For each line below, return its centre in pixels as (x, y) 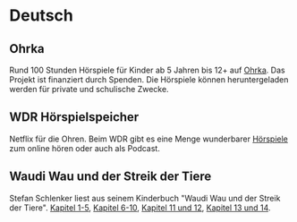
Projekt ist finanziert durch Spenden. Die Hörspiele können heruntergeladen (149, 80)
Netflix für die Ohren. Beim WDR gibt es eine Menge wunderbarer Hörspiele (149, 139)
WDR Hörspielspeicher (74, 117)
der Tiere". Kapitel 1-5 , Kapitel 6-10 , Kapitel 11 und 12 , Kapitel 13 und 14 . (140, 208)
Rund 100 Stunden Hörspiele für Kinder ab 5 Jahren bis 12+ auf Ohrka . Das (147, 70)
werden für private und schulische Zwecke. (89, 89)
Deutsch (41, 16)
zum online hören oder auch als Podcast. (85, 148)
